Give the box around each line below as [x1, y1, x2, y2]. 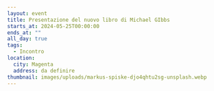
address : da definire [13, 67, 75, 74]
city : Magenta [13, 61, 53, 68]
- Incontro [13, 49, 45, 55]
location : [7, 55, 36, 62]
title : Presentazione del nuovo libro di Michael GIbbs [7, 16, 170, 23]
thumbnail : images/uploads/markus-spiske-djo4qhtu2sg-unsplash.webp [7, 73, 207, 81]
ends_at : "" [7, 29, 41, 36]
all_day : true [7, 36, 48, 42]
